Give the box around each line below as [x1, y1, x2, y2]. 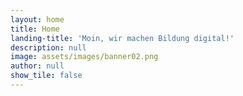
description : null [10, 42, 87, 53]
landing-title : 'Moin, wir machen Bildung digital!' [10, 33, 235, 43]
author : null [10, 61, 65, 71]
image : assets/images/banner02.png [10, 52, 159, 62]
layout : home [10, 14, 65, 25]
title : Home [10, 24, 60, 34]
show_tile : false [10, 71, 83, 81]
